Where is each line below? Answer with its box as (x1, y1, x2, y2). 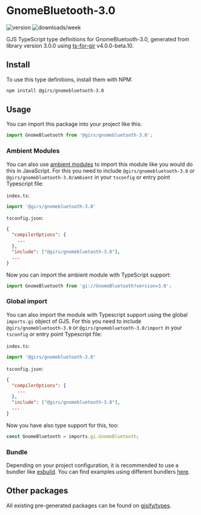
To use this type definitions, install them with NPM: (6, 75, 133, 83)
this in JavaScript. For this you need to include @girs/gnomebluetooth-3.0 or (6, 167, 195, 174)
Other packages (6, 486, 68, 496)
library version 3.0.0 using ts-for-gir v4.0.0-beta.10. (6, 42, 134, 49)
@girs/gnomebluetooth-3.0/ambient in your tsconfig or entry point (6, 173, 171, 181)
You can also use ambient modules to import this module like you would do (6, 161, 193, 168)
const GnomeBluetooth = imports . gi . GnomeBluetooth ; (6, 433, 139, 440)
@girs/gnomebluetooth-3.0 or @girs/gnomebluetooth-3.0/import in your (6, 323, 183, 331)
